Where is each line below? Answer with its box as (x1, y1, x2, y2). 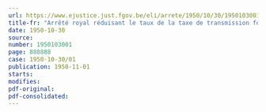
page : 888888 (8, 48, 51, 56)
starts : (8, 70, 34, 78)
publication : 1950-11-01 (8, 63, 90, 71)
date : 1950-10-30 (8, 26, 66, 34)
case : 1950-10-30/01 (8, 56, 77, 64)
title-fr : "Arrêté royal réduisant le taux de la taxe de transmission (8, 19, 249, 27)
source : (8, 33, 34, 42)
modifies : (8, 77, 41, 85)
